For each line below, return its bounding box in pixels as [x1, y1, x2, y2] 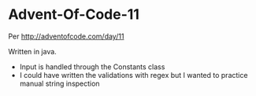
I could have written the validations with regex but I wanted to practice [19, 70, 248, 79]
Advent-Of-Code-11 [8, 6, 140, 24]
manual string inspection [19, 79, 100, 88]
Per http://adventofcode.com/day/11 [8, 31, 124, 41]
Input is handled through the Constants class [19, 61, 165, 72]
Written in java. [8, 46, 57, 56]
